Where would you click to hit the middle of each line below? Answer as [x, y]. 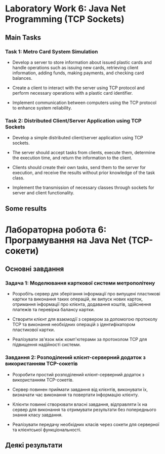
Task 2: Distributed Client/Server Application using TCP [73, 120]
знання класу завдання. [37, 415]
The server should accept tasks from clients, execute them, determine [84, 153]
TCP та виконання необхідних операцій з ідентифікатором [74, 325]
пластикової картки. [34, 330]
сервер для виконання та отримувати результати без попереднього [84, 409]
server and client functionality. [43, 193]
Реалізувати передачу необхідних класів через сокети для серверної [86, 424]
